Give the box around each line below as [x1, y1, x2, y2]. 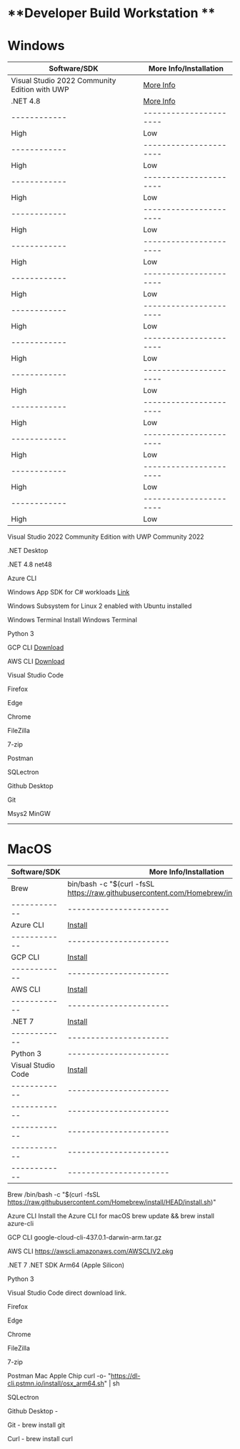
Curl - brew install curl [7, 1435, 74, 1443]
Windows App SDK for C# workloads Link [7, 588, 130, 597]
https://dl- [110, 1372, 141, 1380]
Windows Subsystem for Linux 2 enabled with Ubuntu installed [7, 602, 192, 610]
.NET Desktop [7, 547, 49, 555]
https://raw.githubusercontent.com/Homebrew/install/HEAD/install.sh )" [7, 1198, 216, 1207]
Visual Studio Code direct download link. [7, 1288, 127, 1298]
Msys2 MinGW [7, 810, 51, 818]
